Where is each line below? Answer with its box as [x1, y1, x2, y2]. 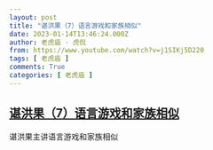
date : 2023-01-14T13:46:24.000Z [9, 29, 129, 38]
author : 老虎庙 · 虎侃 [9, 37, 87, 47]
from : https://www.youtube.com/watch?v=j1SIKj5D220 [9, 46, 204, 55]
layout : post [9, 12, 58, 22]
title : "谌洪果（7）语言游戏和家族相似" [9, 21, 142, 30]
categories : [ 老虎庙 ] [9, 71, 93, 80]
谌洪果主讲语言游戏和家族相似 [9, 130, 118, 142]
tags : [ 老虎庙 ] [9, 54, 69, 63]
